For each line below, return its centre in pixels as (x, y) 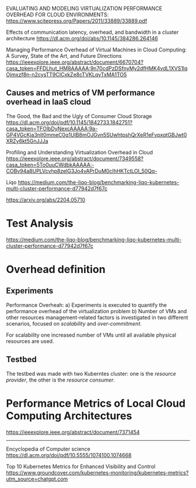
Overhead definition (56, 269)
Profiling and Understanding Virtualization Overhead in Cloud (80, 152)
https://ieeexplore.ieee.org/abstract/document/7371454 (73, 432)
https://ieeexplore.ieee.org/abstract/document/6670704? (75, 62)
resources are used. (30, 341)
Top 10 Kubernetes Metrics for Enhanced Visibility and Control (81, 466)
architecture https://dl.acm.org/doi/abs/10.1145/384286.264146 (82, 38)
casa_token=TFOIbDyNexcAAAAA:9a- (52, 129)
